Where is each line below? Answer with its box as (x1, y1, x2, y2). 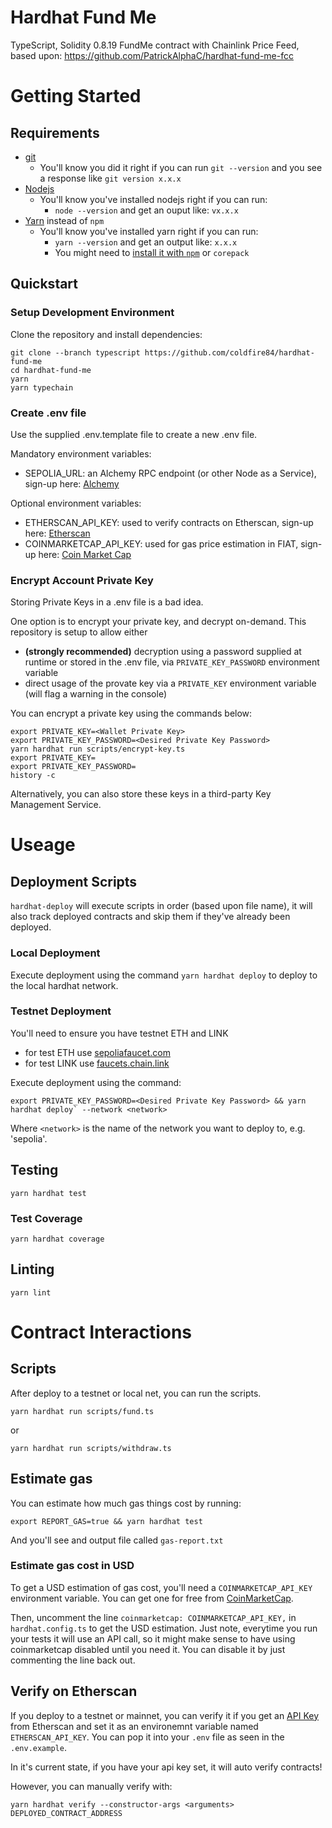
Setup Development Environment (10, 306, 175, 320)
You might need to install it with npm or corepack (54, 246, 250, 258)
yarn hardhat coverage (10, 1234, 105, 1244)
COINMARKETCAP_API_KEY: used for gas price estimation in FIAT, (24, 537, 299, 550)
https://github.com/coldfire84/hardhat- (144, 347, 315, 358)
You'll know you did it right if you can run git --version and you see (39, 161, 323, 173)
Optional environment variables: (10, 497, 142, 509)
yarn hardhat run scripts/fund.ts (10, 1406, 155, 1416)
